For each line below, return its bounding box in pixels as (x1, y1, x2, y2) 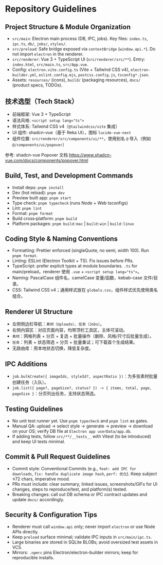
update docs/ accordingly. (12, 496, 65, 502)
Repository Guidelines (5, 3, 97, 15)
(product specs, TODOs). (12, 82, 63, 88)
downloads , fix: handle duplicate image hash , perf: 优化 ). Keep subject (12, 471, 157, 477)
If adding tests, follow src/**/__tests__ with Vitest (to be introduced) (12, 433, 151, 439)
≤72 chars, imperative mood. (12, 476, 71, 482)
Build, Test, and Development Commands (5, 172, 133, 180)
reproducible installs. (12, 554, 54, 560)
